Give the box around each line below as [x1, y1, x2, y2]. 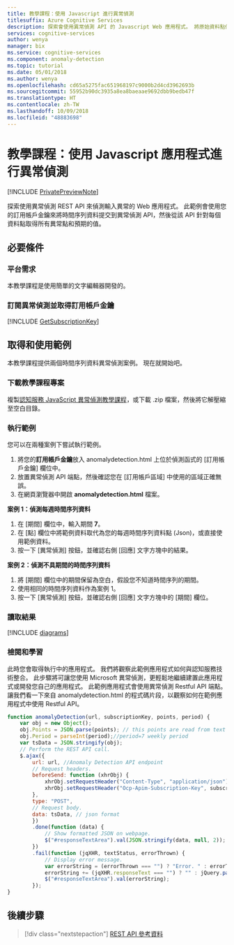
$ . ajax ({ [19, 752, 45, 759]
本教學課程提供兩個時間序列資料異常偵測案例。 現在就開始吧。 [7, 359, 186, 367]
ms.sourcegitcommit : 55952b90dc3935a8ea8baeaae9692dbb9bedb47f [7, 88, 195, 95]
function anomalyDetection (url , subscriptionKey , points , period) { [7, 713, 210, 720]
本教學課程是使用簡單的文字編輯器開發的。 [7, 281, 130, 290]
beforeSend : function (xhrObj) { [32, 772, 130, 779]
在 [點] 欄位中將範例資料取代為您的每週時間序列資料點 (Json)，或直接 [17, 528, 217, 536]
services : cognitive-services [7, 29, 95, 37]
